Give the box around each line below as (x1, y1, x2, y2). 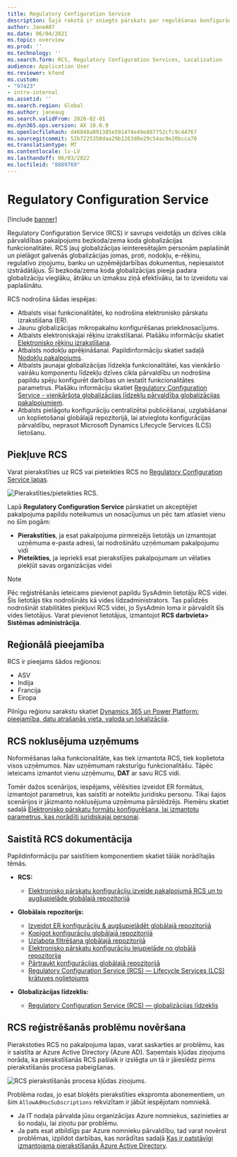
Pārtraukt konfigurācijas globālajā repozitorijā (28, 959, 161, 967)
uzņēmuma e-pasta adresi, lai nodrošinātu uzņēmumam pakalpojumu (17, 538, 219, 547)
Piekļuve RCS (7, 449, 68, 461)
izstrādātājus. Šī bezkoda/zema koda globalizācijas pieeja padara (7, 266, 197, 274)
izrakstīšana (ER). (17, 315, 69, 325)
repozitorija (28, 951, 61, 959)
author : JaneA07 (7, 23, 55, 30)
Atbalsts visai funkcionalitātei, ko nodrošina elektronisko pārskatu (17, 308, 208, 317)
